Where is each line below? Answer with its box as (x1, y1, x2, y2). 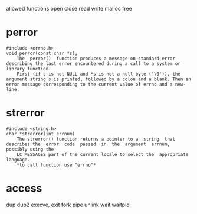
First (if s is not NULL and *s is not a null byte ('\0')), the (17, 71, 181, 77)
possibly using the (6, 146, 54, 153)
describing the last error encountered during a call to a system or (6, 60, 181, 67)
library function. (6, 66, 51, 72)
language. (6, 157, 31, 163)
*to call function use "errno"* (17, 162, 96, 168)
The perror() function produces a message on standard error (17, 56, 176, 61)
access (6, 181, 42, 195)
